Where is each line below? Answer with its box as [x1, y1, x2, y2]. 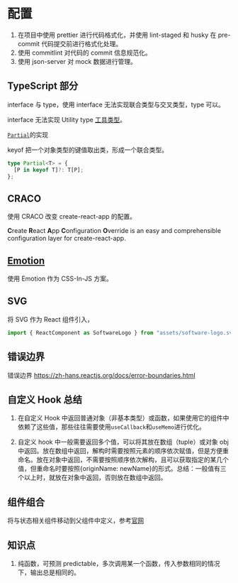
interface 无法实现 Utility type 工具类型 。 [7, 115, 126, 124]
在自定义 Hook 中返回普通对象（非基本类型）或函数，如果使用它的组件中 [17, 414, 229, 423]
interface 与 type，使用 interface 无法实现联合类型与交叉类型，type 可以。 [7, 100, 225, 109]
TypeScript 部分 [7, 80, 79, 92]
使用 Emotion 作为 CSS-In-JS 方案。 [7, 274, 113, 283]
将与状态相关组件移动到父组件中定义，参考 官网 [7, 516, 144, 525]
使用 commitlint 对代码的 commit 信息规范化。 [17, 48, 152, 57]
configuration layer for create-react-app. [7, 234, 126, 243]
